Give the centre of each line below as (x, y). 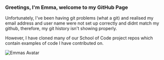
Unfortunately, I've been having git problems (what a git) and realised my (79, 18)
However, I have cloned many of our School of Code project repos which (79, 38)
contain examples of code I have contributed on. (54, 43)
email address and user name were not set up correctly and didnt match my (82, 23)
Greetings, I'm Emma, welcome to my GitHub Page (67, 7)
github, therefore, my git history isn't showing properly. (61, 29)
